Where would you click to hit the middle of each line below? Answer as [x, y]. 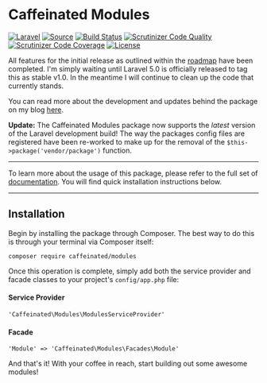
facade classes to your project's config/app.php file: [94, 279]
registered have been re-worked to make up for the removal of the [116, 141]
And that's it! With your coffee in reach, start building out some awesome [128, 364]
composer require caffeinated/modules [72, 256]
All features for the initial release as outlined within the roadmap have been [131, 60]
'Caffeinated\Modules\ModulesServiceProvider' [87, 314]
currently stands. [36, 86]
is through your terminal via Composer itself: [81, 242]
